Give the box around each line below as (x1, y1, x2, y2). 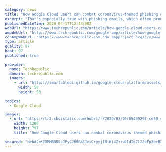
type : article (5, 39, 35, 44)
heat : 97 (5, 48, 23, 53)
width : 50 (18, 85, 39, 90)
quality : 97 (5, 44, 30, 49)
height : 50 (18, 89, 41, 94)
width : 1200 (14, 121, 39, 126)
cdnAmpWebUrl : (5, 35, 35, 40)
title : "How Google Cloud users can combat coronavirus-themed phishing (5, 12, 158, 17)
